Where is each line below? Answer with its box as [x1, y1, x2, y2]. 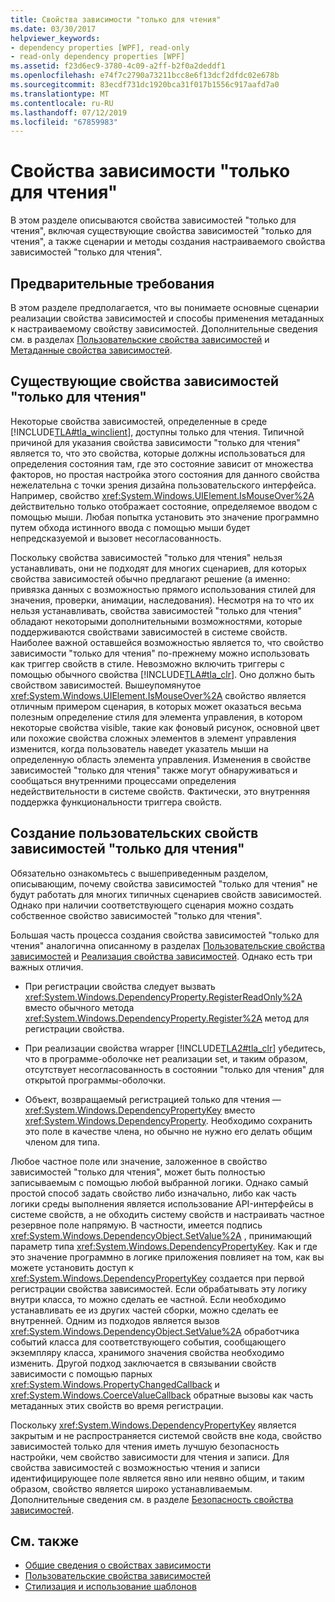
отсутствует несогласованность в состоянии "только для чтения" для [24, 1063, 325, 1075]
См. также [10, 1533, 80, 1550]
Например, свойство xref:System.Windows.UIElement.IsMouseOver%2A [10, 489, 315, 501]
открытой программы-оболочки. [24, 1074, 167, 1086]
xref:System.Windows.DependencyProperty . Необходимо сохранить [24, 1114, 313, 1126]
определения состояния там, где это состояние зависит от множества [10, 457, 314, 470]
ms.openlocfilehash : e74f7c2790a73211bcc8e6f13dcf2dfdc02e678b [10, 71, 280, 81]
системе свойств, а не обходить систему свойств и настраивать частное [10, 1208, 325, 1220]
